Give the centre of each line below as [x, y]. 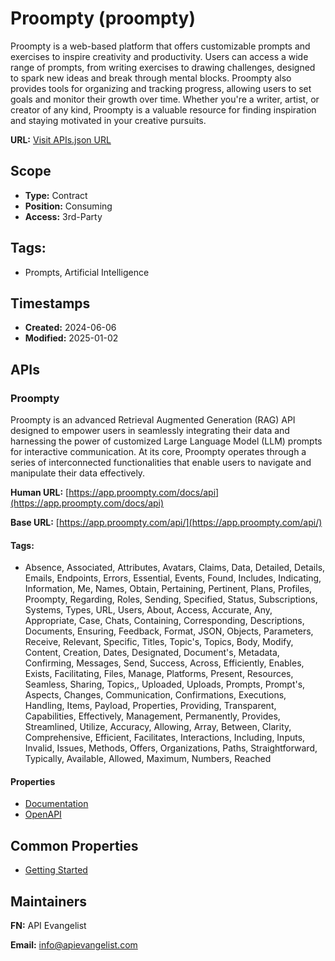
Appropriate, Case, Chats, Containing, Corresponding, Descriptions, [164, 621]
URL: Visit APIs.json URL [61, 139]
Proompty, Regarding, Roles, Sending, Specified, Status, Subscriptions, [171, 599]
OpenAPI [43, 814]
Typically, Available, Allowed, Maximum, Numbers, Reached [148, 759]
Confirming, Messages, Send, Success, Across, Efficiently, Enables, [164, 663]
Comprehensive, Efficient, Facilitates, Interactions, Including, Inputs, [165, 738]
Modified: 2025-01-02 [71, 338]
